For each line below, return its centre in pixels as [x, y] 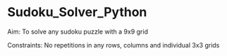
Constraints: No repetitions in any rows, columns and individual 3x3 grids [114, 45]
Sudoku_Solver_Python [77, 12]
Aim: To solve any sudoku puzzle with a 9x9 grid [78, 31]
